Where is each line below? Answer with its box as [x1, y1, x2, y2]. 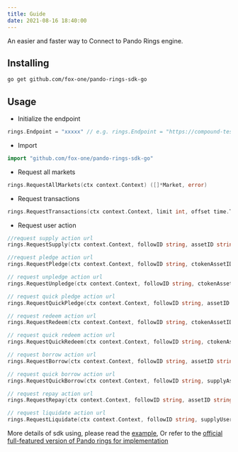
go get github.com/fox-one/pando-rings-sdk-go [7, 76, 147, 83]
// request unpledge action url [7, 274, 103, 281]
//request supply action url [7, 235, 93, 242]
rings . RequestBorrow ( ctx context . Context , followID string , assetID [7, 357, 214, 365]
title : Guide [7, 10, 46, 18]
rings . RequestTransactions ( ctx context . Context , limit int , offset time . [7, 208, 230, 215]
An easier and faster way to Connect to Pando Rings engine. [7, 36, 183, 45]
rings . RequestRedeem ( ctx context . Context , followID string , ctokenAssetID [7, 319, 233, 326]
